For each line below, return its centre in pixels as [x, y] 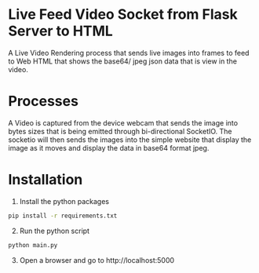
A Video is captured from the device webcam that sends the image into [123, 122]
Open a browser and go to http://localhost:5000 [97, 260]
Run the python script [55, 231]
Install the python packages [64, 201]
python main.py [33, 245]
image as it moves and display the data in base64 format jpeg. [109, 147]
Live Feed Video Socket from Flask [123, 15]
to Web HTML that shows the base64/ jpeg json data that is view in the [123, 61]
